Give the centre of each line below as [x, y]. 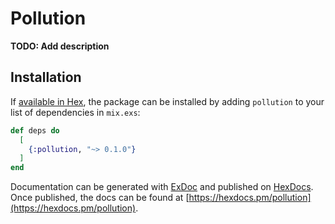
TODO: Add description [60, 46]
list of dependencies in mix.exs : [75, 112]
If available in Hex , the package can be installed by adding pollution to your [167, 101]
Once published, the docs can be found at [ [100, 198]
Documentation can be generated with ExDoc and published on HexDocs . [162, 187]
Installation [46, 77]
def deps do [35, 130]
